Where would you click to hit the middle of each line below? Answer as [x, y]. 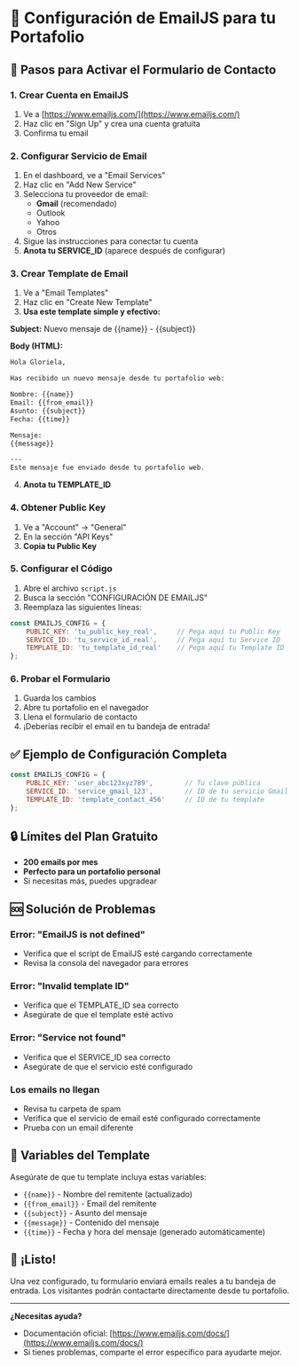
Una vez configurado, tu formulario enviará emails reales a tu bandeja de [143, 1281]
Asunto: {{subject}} [48, 411]
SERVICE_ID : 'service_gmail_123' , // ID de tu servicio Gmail [157, 792]
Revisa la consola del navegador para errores [106, 963]
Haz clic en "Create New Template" [88, 302]
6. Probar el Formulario [60, 679]
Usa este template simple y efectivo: [91, 312]
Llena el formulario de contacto [80, 717]
